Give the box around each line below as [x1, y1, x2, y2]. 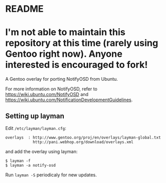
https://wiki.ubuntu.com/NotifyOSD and [5, 91, 88, 98]
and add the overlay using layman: [5, 148, 78, 154]
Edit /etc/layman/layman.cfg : [5, 125, 66, 131]
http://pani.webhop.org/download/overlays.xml [32, 139, 134, 145]
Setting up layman [5, 111, 65, 120]
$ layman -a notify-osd [5, 163, 56, 168]
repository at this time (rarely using [5, 37, 158, 49]
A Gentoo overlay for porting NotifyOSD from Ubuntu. [5, 76, 118, 82]
